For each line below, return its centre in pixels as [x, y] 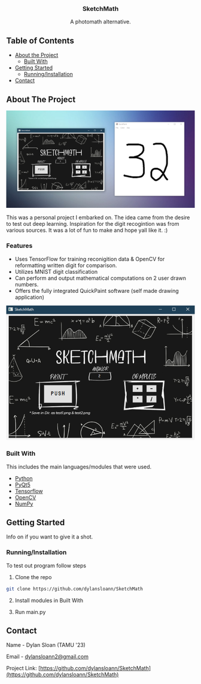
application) [30, 297]
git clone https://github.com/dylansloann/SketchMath [75, 589]
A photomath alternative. [100, 22]
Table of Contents [40, 40]
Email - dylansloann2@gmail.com [47, 656]
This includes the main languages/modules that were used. [79, 467]
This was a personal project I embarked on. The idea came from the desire [98, 217]
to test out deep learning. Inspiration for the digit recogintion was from [93, 224]
